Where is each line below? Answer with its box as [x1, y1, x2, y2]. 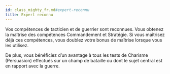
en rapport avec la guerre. [5, 63, 60, 69]
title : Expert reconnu [5, 12, 53, 17]
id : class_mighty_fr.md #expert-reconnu [5, 7, 90, 13]
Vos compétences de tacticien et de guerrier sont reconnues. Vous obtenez [5, 26, 164, 32]
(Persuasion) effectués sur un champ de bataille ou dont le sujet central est [5, 57, 162, 63]
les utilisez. [5, 42, 29, 48]
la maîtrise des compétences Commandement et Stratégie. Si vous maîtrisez [5, 31, 165, 38]
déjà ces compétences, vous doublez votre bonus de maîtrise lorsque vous [5, 36, 162, 43]
